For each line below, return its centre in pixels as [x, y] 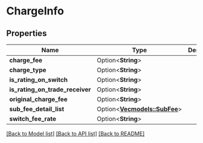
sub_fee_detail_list [37, 109]
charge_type [28, 70]
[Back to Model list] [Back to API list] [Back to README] [76, 134]
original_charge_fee [38, 99]
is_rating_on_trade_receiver [50, 90]
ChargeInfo [35, 11]
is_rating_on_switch [39, 80]
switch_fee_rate [33, 119]
